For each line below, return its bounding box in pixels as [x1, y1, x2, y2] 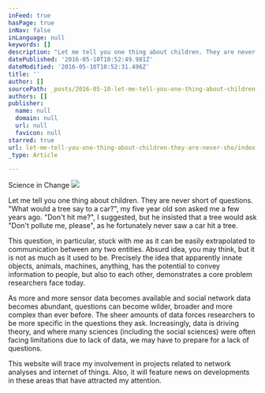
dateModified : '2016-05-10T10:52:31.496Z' [8, 63, 150, 71]
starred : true [8, 136, 55, 144]
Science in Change [8, 181, 69, 190]
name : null [15, 107, 51, 115]
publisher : [8, 99, 44, 107]
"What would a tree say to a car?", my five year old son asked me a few [8, 204, 240, 214]
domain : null [15, 114, 58, 122]
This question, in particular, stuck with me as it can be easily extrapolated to [8, 236, 256, 245]
